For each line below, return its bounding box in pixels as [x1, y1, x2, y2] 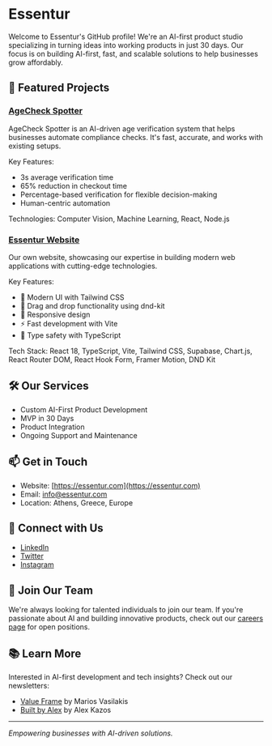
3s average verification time [19, 172, 114, 182]
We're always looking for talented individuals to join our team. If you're [8, 605, 244, 615]
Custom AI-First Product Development [19, 404, 148, 414]
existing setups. [8, 141, 62, 151]
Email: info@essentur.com [19, 489, 108, 499]
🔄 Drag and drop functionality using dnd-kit [19, 301, 165, 310]
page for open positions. [8, 622, 91, 632]
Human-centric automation [19, 198, 111, 207]
